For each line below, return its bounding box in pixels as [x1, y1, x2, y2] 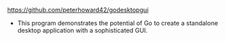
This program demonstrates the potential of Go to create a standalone [17, 19, 218, 27]
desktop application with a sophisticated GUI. [17, 27, 148, 34]
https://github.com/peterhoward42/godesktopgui [7, 6, 149, 14]
